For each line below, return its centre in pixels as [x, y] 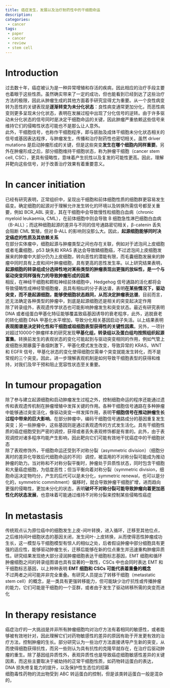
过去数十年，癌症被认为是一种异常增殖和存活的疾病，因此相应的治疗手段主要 [85, 87]
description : [19, 15]
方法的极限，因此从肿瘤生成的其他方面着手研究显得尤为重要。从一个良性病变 [85, 100]
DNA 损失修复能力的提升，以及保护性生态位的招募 [57, 668]
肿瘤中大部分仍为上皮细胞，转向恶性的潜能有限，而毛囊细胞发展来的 [89, 256]
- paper [15, 34]
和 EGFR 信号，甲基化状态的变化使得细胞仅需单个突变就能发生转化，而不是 [83, 351]
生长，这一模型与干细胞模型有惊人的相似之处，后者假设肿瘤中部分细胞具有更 [85, 543]
